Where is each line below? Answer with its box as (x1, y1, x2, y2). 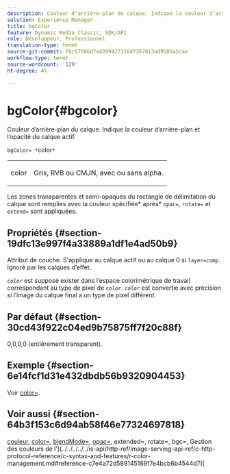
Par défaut (7, 311, 53, 323)
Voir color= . (7, 388, 40, 397)
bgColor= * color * (7, 146, 56, 154)
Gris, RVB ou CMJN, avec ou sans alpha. (34, 169, 164, 178)
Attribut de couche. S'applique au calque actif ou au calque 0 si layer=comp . (7, 256, 220, 264)
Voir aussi (7, 408, 51, 420)
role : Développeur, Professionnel (7, 36, 106, 42)
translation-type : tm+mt (7, 42, 78, 49)
